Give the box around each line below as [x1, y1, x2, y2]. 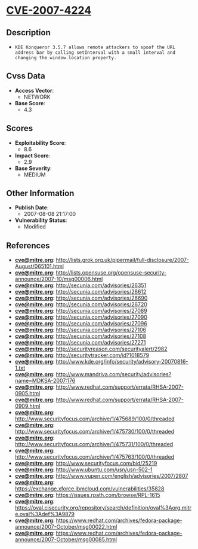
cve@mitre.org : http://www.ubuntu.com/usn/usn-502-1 [14, 466, 153, 473]
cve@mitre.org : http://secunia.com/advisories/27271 [14, 339, 146, 346]
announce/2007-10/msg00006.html [14, 276, 103, 283]
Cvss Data [6, 71, 46, 81]
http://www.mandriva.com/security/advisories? [55, 371, 172, 378]
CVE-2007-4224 [6, 4, 92, 17]
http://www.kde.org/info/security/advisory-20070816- [55, 358, 188, 365]
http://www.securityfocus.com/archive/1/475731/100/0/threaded [14, 441, 174, 448]
